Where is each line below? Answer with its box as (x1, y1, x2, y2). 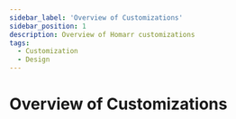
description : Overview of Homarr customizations (9, 30, 195, 39)
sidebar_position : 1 (9, 22, 87, 31)
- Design (17, 55, 50, 64)
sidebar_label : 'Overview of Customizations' (9, 13, 183, 23)
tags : (9, 38, 30, 48)
